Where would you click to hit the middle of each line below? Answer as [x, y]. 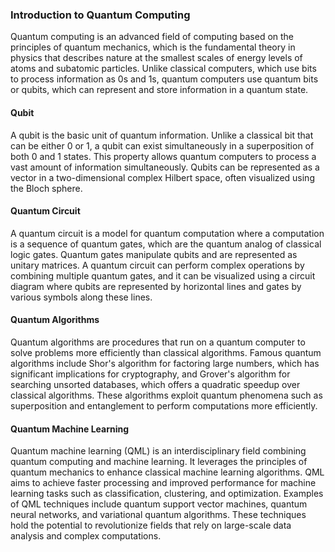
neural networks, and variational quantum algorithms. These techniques [158, 515]
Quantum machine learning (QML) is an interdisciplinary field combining [158, 451]
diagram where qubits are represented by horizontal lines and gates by [156, 286]
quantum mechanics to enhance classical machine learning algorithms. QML [167, 472]
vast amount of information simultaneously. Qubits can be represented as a [165, 167]
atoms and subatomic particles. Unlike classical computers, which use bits [163, 69]
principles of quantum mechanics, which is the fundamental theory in [153, 47]
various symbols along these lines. [81, 297]
